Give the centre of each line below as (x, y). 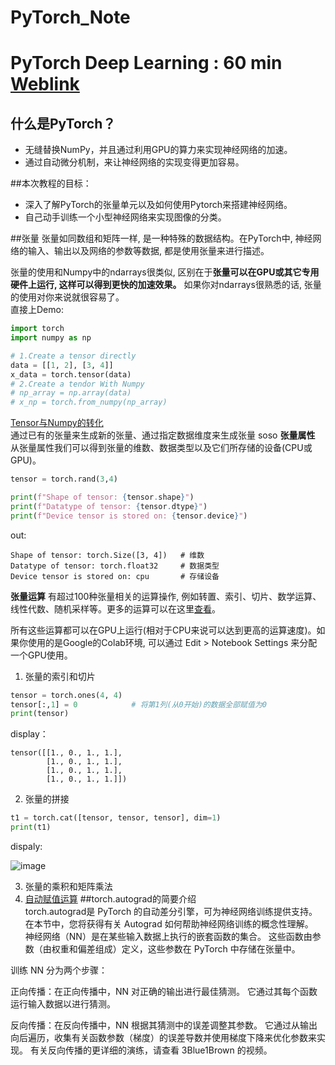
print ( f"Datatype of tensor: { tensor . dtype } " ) (109, 506)
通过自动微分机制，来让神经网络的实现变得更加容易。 (134, 162)
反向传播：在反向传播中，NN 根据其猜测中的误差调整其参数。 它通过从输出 (164, 1025)
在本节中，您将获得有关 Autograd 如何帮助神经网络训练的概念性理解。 (169, 924)
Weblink (45, 84)
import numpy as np (51, 338)
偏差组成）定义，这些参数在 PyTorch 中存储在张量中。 (189, 949)
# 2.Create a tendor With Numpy (77, 384)
